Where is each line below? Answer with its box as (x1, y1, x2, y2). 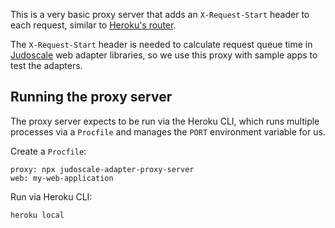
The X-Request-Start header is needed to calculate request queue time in (10, 39, 313, 50)
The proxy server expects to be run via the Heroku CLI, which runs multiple (10, 115, 320, 127)
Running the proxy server (10, 89, 173, 106)
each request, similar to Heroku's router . (10, 19, 177, 31)
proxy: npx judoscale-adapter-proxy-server (10, 164, 195, 174)
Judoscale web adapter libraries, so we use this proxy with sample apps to (10, 49, 318, 61)
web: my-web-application (10, 173, 114, 183)
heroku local (10, 210, 65, 220)
